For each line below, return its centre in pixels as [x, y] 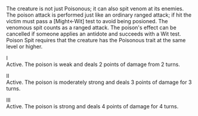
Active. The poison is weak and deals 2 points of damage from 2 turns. [93, 64]
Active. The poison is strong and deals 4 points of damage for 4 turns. [92, 106]
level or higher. [24, 46]
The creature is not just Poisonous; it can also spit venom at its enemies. [95, 9]
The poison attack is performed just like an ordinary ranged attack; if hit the [99, 15]
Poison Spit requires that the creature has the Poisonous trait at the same [96, 40]
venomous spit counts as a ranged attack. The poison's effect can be [92, 27]
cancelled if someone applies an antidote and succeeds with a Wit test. [94, 34]
